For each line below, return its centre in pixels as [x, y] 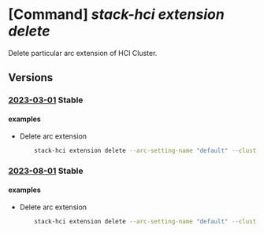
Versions [31, 78]
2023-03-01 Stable [46, 100]
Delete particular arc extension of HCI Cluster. [83, 53]
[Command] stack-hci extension [116, 15]
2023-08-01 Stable [46, 171]
